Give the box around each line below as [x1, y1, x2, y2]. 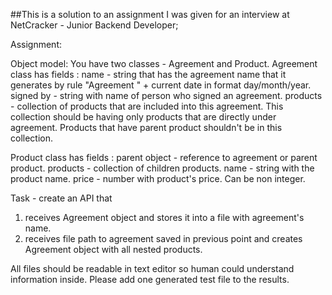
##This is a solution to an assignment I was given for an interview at [10, 9, 290, 20]
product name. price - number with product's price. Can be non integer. [10, 173, 306, 184]
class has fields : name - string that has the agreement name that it [10, 69, 287, 80]
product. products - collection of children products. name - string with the [10, 162, 315, 174]
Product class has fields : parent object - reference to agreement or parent [10, 152, 318, 163]
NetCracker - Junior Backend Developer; [10, 19, 179, 31]
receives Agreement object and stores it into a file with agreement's [24, 212, 305, 223]
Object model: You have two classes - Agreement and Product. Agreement [10, 58, 318, 69]
